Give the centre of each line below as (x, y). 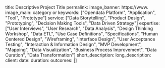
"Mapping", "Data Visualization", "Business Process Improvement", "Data (81, 50)
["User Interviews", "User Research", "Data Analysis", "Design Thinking (79, 28)
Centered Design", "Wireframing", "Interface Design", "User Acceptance (80, 39)
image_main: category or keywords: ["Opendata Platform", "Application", (81, 12)
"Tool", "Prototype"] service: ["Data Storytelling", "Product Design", (75, 18)
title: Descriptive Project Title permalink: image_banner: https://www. (77, 7)
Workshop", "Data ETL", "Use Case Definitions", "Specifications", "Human (81, 34)
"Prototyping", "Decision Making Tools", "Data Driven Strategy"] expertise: (82, 23)
